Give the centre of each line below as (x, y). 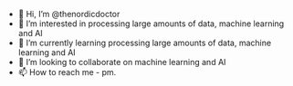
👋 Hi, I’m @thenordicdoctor (69, 14)
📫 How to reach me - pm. (67, 72)
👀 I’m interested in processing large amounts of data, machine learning (151, 24)
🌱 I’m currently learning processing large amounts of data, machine (145, 43)
